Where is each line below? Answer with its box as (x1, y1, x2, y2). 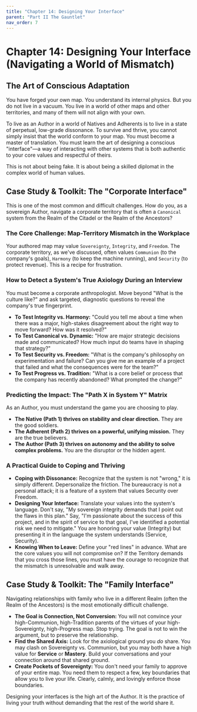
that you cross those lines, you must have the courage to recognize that (14, 556, 189, 563)
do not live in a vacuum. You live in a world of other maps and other (6, 102, 169, 110)
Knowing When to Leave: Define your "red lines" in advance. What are (14, 544, 187, 551)
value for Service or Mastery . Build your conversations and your (14, 650, 172, 657)
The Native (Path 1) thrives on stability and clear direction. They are (14, 416, 183, 423)
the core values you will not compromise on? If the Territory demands (14, 550, 183, 557)
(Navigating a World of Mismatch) (6, 57, 175, 71)
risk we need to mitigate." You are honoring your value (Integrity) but (14, 525, 181, 532)
